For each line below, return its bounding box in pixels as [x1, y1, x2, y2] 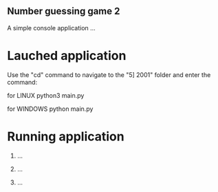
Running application [7, 129, 125, 144]
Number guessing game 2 [7, 6, 120, 17]
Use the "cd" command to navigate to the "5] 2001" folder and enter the [7, 70, 211, 78]
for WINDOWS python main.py [7, 105, 94, 113]
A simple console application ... [7, 23, 96, 32]
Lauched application [7, 48, 127, 63]
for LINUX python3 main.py [7, 91, 85, 99]
